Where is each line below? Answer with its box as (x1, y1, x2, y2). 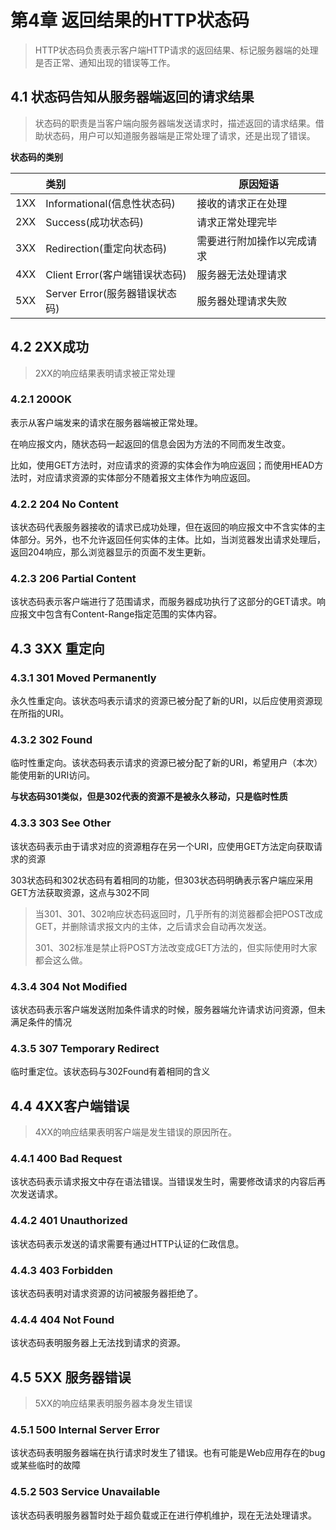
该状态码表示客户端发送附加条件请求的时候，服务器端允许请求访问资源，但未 (10, 1004, 326, 1016)
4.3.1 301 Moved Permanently (10, 671, 157, 685)
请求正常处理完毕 (196, 215, 278, 229)
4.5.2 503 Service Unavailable (10, 1485, 161, 1499)
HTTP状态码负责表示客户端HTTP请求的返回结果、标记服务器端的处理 (34, 44, 319, 56)
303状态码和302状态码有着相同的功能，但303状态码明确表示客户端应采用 (10, 874, 314, 886)
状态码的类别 (10, 151, 63, 163)
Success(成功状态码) (45, 215, 144, 229)
